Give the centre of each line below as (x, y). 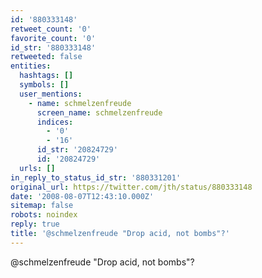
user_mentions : (51, 94)
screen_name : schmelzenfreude (99, 112)
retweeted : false (46, 57)
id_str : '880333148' (53, 47)
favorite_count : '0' (53, 38)
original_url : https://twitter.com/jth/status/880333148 (131, 187)
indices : (55, 122)
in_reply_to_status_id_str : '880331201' (96, 177)
